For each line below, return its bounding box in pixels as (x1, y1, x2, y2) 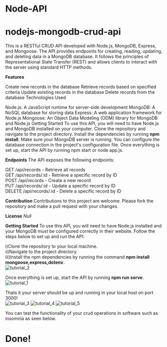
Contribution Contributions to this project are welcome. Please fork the (5, 198, 154, 204)
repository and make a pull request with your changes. (5, 203, 119, 209)
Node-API (5, 3, 47, 15)
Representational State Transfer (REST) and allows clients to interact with (5, 59, 157, 65)
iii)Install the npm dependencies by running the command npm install (5, 254, 150, 260)
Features (5, 74, 24, 80)
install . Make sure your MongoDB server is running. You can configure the (5, 137, 160, 143)
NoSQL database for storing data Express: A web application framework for (5, 109, 162, 116)
